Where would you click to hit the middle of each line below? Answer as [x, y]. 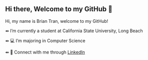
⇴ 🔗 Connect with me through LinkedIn [45, 52]
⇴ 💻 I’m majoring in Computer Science [45, 41]
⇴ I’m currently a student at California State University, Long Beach [74, 31]
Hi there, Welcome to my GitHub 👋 [59, 9]
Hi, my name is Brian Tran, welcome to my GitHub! [57, 21]
